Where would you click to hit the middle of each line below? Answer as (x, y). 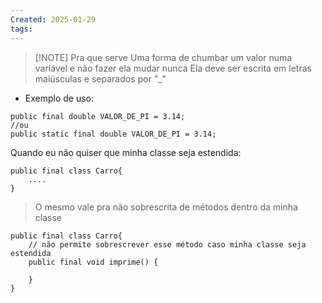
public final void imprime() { (93, 262)
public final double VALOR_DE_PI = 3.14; (98, 116)
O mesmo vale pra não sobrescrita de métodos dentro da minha (166, 207)
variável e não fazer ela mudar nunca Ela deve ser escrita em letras (173, 68)
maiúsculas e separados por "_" (100, 78)
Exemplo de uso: (59, 98)
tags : (21, 29)
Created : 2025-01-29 (53, 19)
